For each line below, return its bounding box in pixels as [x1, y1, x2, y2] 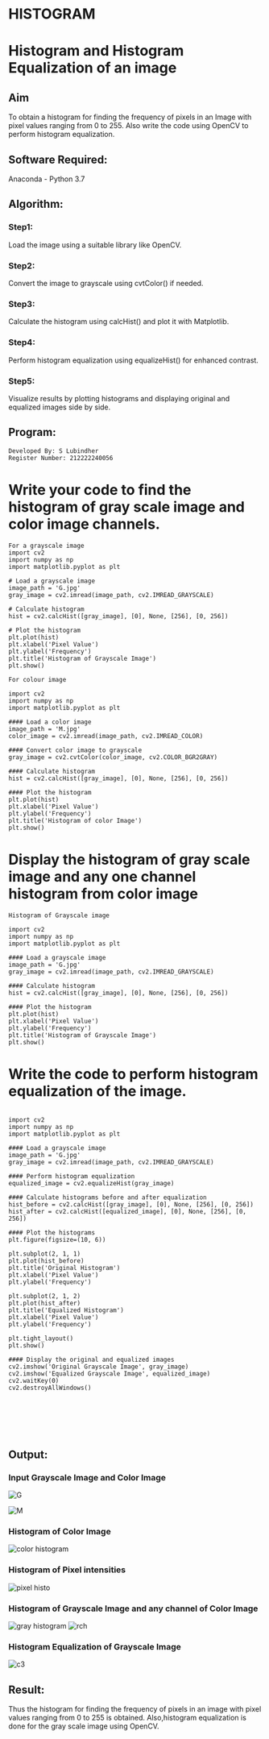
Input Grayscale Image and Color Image [8, 1471, 167, 1483]
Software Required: [8, 152, 108, 166]
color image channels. [8, 515, 161, 533]
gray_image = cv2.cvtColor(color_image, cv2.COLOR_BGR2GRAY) [8, 753, 218, 762]
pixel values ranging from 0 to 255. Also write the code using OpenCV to [8, 121, 249, 131]
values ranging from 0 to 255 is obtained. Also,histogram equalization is [8, 1713, 247, 1723]
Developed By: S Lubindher [8, 446, 99, 455]
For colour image [8, 675, 67, 683]
